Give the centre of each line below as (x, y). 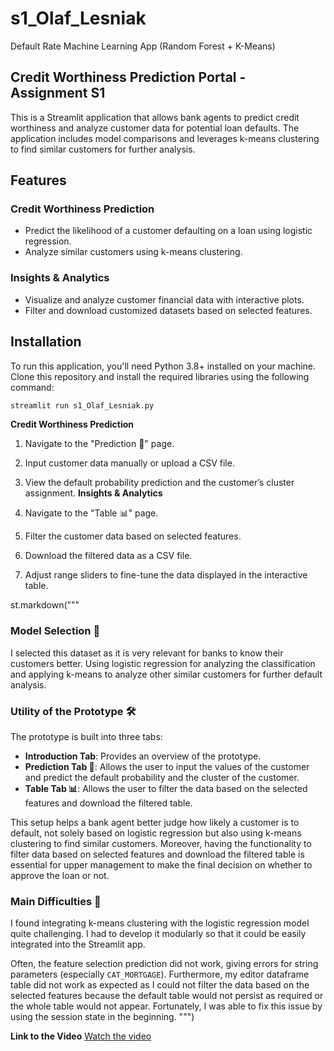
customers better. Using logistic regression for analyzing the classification (163, 663)
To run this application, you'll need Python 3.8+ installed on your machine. (163, 366)
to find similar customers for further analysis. (103, 149)
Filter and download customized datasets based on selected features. (168, 310)
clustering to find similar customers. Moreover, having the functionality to (161, 844)
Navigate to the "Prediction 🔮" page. (99, 444)
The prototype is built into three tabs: (86, 737)
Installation (46, 342)
